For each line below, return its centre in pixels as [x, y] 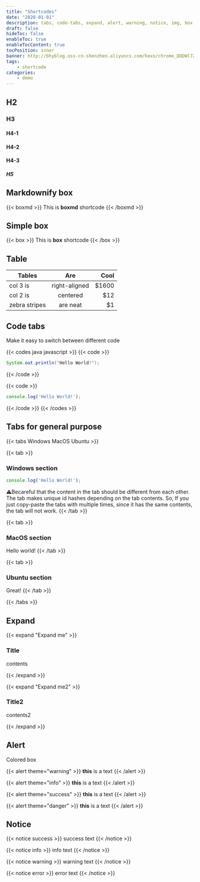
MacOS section [29, 537]
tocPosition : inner [30, 51]
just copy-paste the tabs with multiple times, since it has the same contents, [99, 504]
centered [70, 295]
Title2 [15, 702]
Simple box [27, 226]
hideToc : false [25, 34]
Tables [27, 276]
